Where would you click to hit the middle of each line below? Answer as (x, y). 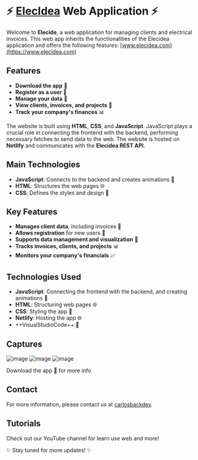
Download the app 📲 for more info (49, 370)
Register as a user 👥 (41, 92)
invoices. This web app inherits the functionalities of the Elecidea (88, 38)
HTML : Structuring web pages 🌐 (56, 304)
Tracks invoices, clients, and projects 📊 (67, 246)
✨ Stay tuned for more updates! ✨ (49, 450)
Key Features (32, 211)
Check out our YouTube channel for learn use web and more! (83, 438)
